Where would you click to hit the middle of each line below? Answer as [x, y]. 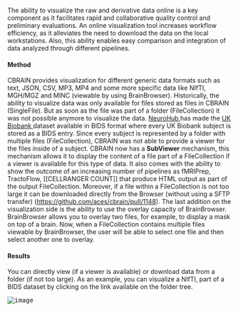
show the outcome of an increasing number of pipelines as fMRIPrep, [109, 171]
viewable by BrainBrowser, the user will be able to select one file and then [116, 232]
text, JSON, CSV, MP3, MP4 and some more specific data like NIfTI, [107, 88]
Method [19, 64]
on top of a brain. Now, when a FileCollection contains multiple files [106, 225]
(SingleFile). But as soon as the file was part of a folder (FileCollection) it [114, 111]
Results [19, 255]
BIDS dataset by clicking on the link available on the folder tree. [100, 287]
